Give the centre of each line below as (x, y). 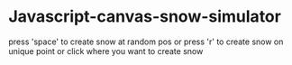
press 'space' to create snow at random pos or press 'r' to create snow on (146, 42)
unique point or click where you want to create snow (106, 51)
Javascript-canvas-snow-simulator (145, 17)
